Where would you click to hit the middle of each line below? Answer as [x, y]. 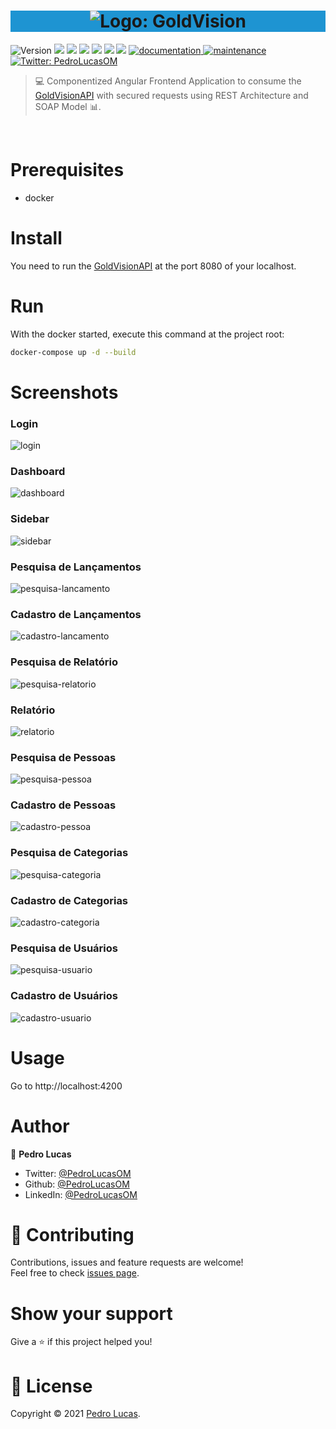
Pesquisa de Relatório [64, 662]
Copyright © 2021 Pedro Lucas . [75, 1414]
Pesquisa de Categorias [69, 853]
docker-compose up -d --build [73, 352]
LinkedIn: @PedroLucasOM [81, 1194]
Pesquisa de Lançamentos [76, 567]
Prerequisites [67, 170]
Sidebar [30, 519]
